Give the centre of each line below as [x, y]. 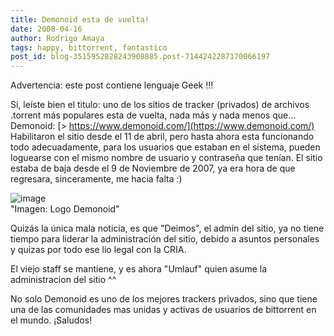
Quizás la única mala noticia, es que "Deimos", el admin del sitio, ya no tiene [167, 228]
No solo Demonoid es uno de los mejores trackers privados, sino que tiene [164, 299]
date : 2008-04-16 [46, 29]
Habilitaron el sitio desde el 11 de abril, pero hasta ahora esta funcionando [162, 137]
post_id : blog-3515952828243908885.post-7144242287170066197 [140, 57]
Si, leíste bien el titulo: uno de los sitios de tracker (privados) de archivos [160, 105]
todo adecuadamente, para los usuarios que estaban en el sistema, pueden [165, 147]
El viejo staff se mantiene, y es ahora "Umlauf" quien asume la [138, 269]
